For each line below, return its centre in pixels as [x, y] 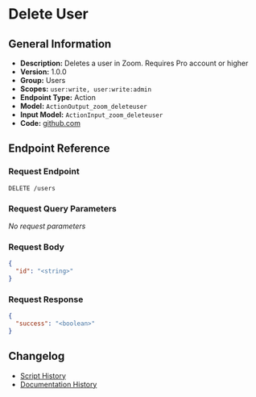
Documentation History [58, 384]
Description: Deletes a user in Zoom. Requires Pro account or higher [134, 63]
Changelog [37, 356]
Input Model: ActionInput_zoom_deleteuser [91, 115]
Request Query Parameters [62, 208]
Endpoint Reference [59, 149]
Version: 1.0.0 [43, 72]
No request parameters [47, 226]
